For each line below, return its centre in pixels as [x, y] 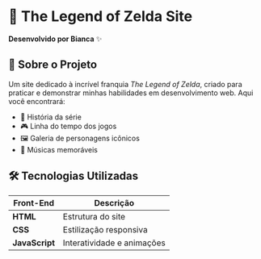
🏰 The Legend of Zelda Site [100, 17]
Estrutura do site [94, 216]
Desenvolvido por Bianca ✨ [55, 39]
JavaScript [34, 243]
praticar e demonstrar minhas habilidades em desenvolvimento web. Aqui [131, 93]
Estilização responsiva [105, 229]
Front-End [34, 203]
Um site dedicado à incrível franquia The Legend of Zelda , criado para [125, 84]
